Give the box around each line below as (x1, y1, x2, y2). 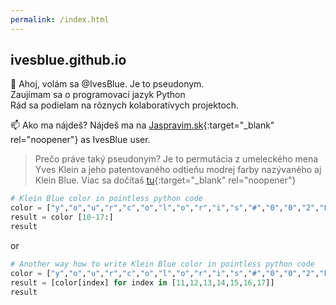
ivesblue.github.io (10, 52, 127, 69)
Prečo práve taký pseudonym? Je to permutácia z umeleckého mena (34, 153, 319, 165)
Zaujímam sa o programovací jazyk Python (10, 89, 186, 101)
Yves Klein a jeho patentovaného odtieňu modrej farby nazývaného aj (34, 164, 322, 176)
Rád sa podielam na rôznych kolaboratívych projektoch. (10, 99, 240, 111)
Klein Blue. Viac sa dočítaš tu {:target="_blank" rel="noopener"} (34, 174, 297, 186)
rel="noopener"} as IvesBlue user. (10, 134, 151, 146)
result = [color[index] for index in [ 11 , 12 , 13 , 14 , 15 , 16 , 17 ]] (10, 277, 275, 288)
